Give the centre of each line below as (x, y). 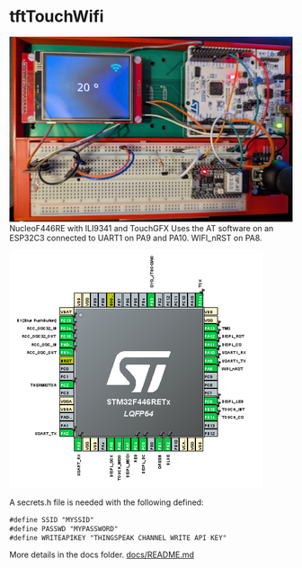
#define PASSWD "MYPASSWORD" (64, 528)
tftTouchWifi (57, 17)
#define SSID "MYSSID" (52, 519)
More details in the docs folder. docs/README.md (102, 554)
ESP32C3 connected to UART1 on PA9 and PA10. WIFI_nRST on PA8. (136, 238)
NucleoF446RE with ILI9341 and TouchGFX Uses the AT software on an (142, 228)
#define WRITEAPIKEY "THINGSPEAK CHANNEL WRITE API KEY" (118, 537)
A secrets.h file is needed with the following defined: (107, 502)
